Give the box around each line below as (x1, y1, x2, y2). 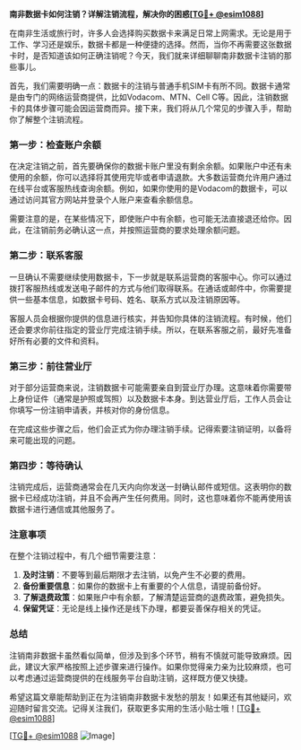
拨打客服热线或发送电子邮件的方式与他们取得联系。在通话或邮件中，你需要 (9, 283, 284, 293)
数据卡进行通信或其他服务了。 (9, 504, 119, 515)
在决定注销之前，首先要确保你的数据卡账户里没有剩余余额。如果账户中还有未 (9, 161, 292, 171)
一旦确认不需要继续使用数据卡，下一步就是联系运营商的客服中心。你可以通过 (9, 271, 292, 282)
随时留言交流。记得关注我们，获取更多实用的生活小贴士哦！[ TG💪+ (16, 702, 262, 713)
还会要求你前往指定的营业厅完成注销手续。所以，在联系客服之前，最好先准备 (9, 324, 292, 335)
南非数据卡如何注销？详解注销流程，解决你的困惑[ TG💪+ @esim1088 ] (9, 9, 264, 19)
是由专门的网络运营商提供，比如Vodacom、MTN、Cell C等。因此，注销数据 (9, 92, 288, 102)
